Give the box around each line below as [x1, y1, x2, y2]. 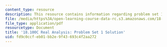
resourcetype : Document [5, 25, 55, 30]
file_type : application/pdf [5, 21, 64, 26]
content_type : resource [5, 7, 55, 12]
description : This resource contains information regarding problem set [5, 12, 159, 17]
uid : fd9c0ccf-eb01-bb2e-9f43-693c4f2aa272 [5, 35, 97, 40]
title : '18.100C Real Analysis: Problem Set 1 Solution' [5, 30, 126, 35]
